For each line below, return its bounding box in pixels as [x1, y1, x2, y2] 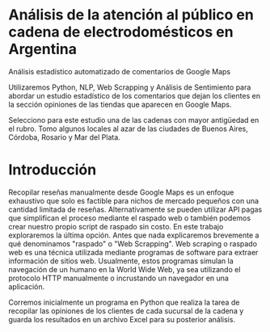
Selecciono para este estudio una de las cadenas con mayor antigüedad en [8, 115, 259, 124]
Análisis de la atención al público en [8, 6, 255, 24]
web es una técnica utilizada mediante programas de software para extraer [8, 247, 259, 257]
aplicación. [8, 281, 45, 292]
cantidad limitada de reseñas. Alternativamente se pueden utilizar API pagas [8, 204, 263, 214]
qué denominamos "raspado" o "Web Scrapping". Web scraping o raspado [8, 238, 257, 248]
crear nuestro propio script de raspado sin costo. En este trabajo [8, 221, 224, 231]
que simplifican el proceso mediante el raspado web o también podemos [8, 212, 251, 223]
